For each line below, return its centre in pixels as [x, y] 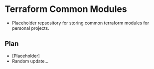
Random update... [30, 61]
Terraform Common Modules [66, 9]
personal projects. [30, 28]
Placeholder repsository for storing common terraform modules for [80, 23]
